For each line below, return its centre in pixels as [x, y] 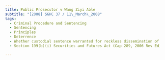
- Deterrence [23, 37]
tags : [11, 19]
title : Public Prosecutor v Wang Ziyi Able [50, 10]
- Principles [23, 32]
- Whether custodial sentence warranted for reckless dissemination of [84, 41]
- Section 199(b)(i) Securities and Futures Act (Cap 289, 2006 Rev [81, 46]
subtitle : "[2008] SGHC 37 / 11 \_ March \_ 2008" [54, 14]
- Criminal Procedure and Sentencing [48, 23]
